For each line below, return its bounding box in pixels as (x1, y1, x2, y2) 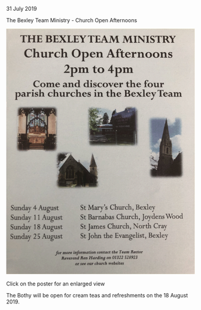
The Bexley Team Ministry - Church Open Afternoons (6, 17, 138, 23)
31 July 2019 (6, 5, 37, 12)
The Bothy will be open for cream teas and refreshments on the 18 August (6, 292, 188, 299)
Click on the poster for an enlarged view (6, 280, 105, 287)
